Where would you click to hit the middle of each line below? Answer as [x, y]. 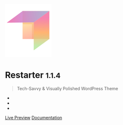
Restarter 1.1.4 [33, 75]
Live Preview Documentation [34, 117]
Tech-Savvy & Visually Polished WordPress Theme [68, 88]
